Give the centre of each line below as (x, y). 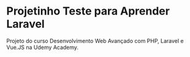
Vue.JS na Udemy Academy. (42, 47)
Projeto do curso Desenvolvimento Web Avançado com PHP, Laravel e (95, 41)
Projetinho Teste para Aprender (88, 11)
